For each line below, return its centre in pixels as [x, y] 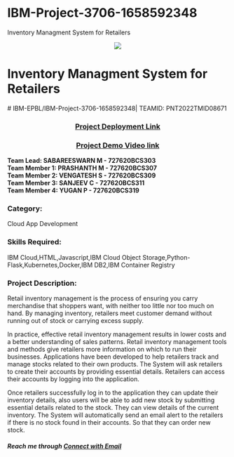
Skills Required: [34, 242]
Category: [25, 208]
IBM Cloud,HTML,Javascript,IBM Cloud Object [74, 257]
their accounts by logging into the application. [74, 379]
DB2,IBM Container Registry [135, 265]
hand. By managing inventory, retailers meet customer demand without [110, 313]
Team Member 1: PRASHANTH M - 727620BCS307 [82, 168]
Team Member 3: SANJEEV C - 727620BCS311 [76, 183]
